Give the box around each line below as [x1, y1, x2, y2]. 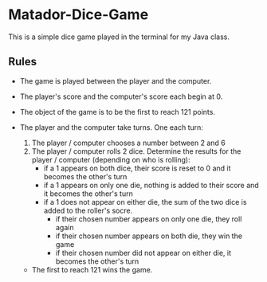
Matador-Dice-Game [8, 6, 149, 24]
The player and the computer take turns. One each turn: [19, 122, 203, 132]
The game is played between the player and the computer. [19, 76, 212, 85]
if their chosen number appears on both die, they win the [55, 231, 243, 241]
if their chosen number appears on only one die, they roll [55, 213, 242, 224]
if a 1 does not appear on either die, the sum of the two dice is [43, 197, 247, 206]
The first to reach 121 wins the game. [31, 264, 153, 274]
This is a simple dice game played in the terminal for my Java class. [8, 32, 230, 41]
